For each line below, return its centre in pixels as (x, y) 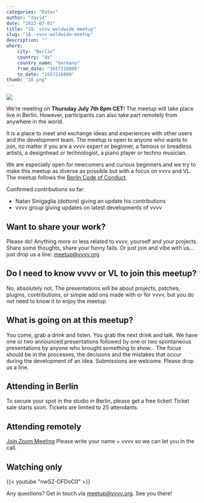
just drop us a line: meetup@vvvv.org (53, 254)
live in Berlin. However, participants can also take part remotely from (92, 115)
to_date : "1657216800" (46, 74)
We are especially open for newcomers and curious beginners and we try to (101, 164)
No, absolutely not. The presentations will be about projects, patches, (93, 288)
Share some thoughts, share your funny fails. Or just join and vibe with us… (100, 248)
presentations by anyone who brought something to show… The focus (94, 348)
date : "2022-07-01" (31, 23)
